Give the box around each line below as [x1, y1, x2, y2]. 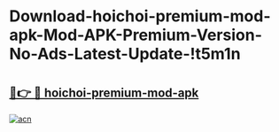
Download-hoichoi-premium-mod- [9, 6, 271, 27]
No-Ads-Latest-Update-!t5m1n [9, 44, 241, 64]
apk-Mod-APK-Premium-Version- [9, 25, 263, 45]
